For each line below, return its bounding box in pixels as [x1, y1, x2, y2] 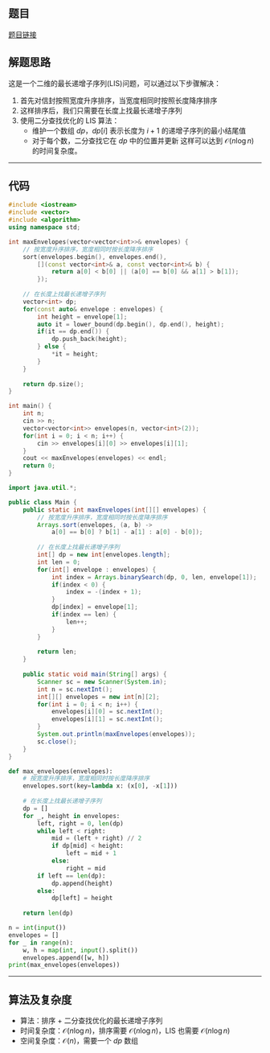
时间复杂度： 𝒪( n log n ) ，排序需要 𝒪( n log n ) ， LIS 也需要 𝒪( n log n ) [19, 1026, 231, 1035]
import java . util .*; [8, 484, 78, 492]
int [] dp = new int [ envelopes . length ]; [37, 551, 171, 559]
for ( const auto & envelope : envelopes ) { [22, 305, 163, 313]
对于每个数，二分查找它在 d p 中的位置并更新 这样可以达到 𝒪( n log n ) [31, 135, 255, 146]
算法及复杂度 [8, 993, 72, 1006]
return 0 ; [22, 462, 56, 470]
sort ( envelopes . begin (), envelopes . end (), [22, 253, 167, 261]
